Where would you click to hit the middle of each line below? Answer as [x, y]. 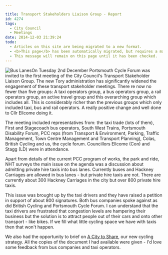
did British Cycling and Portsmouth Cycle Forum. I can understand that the [82, 205]
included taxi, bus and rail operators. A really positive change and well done [83, 107]
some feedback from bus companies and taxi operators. [63, 247]
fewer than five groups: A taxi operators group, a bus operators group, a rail [83, 91]
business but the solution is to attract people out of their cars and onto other [84, 216]
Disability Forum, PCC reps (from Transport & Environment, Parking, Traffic [82, 133]
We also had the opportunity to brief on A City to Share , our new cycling [79, 236]
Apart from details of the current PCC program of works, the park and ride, [82, 158]
